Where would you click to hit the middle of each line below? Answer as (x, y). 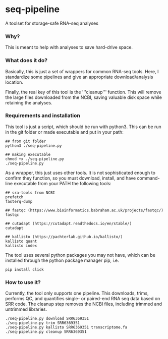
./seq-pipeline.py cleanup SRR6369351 (46, 332)
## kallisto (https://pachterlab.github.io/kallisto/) (64, 237)
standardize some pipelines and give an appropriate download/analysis (79, 77)
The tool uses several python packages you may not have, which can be (80, 255)
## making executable (28, 154)
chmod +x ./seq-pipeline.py (35, 159)
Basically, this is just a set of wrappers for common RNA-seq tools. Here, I (82, 71)
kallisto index (21, 246)
